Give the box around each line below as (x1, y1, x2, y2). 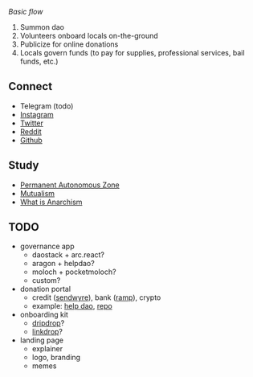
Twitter (19, 118, 44, 128)
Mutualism (19, 188, 55, 198)
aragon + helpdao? (31, 259, 95, 268)
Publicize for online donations (19, 39, 119, 49)
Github (19, 135, 43, 145)
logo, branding (31, 353, 81, 363)
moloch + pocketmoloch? (31, 267, 116, 277)
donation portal (19, 285, 71, 294)
